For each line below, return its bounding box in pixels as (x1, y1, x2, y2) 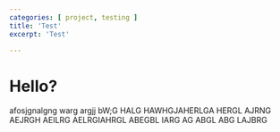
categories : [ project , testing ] (9, 12, 139, 22)
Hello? (9, 76, 58, 96)
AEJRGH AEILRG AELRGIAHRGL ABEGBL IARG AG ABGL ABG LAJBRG (9, 115, 268, 126)
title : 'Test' (9, 21, 63, 30)
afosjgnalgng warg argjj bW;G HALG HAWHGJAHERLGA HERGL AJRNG (9, 105, 272, 116)
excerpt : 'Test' (9, 29, 70, 38)
